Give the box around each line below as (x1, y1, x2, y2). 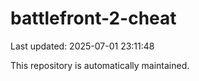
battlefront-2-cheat (10, 7, 177, 30)
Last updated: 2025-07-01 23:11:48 (10, 40, 155, 52)
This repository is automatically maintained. (10, 59, 190, 71)
